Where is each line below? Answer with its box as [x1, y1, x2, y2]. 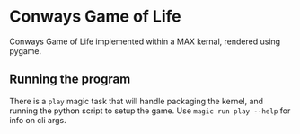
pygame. [9, 45, 42, 56]
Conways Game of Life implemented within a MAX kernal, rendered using [9, 36, 281, 47]
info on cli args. [9, 114, 66, 125]
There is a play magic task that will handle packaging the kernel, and [9, 95, 263, 106]
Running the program [9, 72, 131, 87]
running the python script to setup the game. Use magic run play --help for [9, 105, 291, 116]
